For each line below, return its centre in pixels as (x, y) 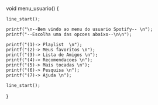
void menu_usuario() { (32, 8)
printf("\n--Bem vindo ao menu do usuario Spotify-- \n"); (80, 29)
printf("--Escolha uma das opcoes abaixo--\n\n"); (69, 34)
